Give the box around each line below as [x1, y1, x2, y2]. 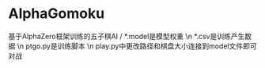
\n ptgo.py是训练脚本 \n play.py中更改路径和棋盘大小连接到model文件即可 [17, 41, 257, 51]
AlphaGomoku [8, 5, 105, 23]
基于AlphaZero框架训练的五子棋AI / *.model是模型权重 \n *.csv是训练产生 [8, 31, 245, 41]
